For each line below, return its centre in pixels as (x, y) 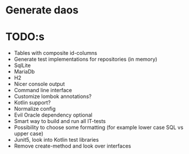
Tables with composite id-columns (56, 53)
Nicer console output (39, 84)
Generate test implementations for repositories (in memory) (85, 60)
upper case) (29, 134)
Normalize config (35, 109)
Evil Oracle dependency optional (53, 115)
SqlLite (22, 65)
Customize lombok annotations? (53, 96)
